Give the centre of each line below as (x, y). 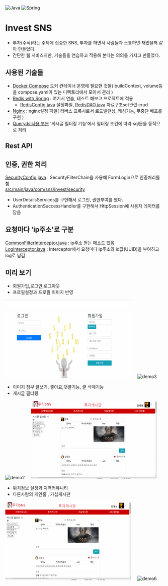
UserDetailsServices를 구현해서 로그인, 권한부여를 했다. (68, 199)
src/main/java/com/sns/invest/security (45, 189)
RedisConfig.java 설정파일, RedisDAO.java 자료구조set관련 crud (84, 104)
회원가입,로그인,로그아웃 (36, 286)
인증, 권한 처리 (26, 164)
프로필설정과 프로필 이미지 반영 (43, 292)
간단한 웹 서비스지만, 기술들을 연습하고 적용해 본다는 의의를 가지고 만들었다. (86, 55)
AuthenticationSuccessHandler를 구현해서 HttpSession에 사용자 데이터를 (86, 206)
